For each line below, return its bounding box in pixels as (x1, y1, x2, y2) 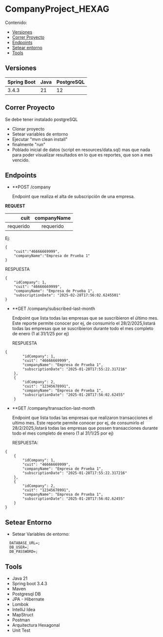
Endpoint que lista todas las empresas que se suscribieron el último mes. (12, 315, 159, 321)
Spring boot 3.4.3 (12, 581, 48, 586)
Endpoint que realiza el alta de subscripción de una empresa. (12, 194, 135, 199)
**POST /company (12, 184, 51, 190)
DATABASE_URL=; (9, 541, 40, 546)
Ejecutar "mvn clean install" (12, 136, 68, 142)
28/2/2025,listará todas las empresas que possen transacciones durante (12, 425, 158, 431)
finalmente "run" (12, 141, 45, 147)
